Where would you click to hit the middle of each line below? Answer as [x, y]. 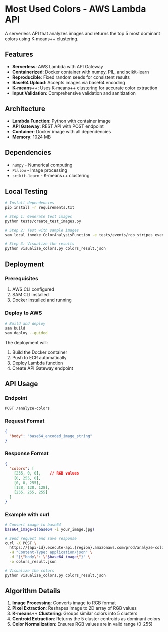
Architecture [25, 109]
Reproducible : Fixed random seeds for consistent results [71, 77]
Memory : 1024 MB [32, 137]
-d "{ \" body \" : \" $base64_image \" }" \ [50, 557]
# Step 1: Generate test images [39, 216]
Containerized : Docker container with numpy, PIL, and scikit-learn [81, 72]
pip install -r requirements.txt [40, 208]
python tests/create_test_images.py [43, 221]
